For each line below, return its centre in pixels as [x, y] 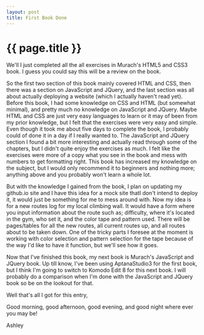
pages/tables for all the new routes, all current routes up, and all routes [96, 226]
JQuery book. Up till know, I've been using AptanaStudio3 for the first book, [102, 264]
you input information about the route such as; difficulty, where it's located [100, 213]
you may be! [22, 314]
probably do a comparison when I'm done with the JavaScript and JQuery [100, 277]
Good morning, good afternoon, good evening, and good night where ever [100, 307]
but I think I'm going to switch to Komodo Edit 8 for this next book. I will [96, 270]
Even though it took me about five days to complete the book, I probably [97, 129]
